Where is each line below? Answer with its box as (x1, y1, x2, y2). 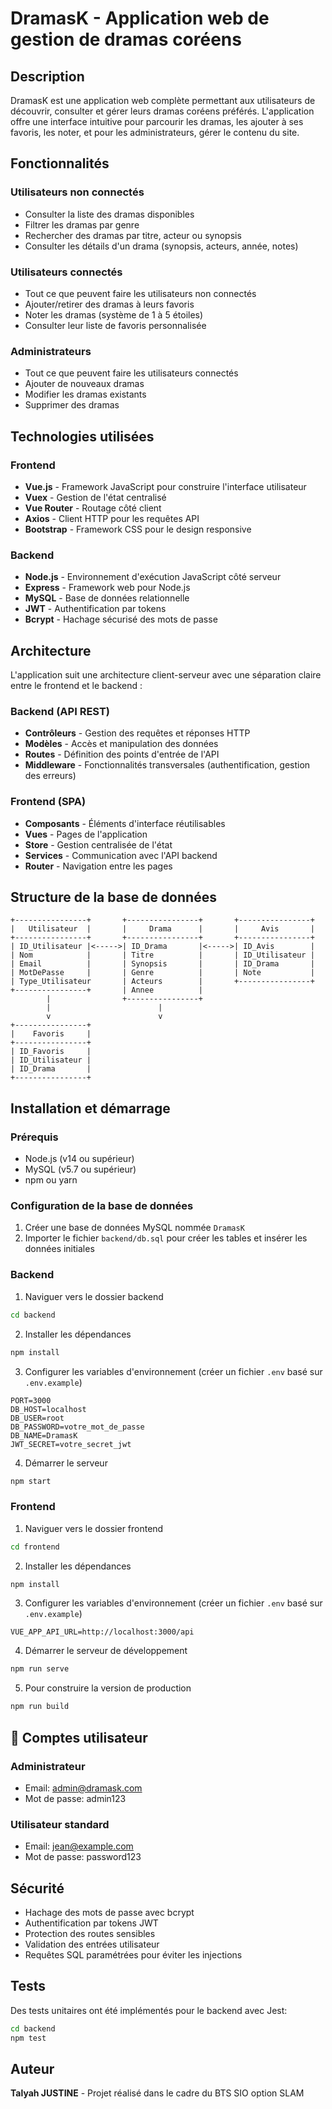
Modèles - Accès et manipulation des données (24, 738, 219, 750)
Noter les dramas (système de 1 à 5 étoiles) (24, 308, 204, 321)
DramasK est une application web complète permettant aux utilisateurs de (10, 95, 316, 106)
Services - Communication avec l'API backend (24, 849, 218, 861)
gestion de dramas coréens (10, 28, 242, 51)
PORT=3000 (10, 1395, 52, 1406)
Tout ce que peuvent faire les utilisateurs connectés (24, 367, 239, 379)
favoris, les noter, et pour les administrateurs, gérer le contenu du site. (10, 127, 300, 138)
